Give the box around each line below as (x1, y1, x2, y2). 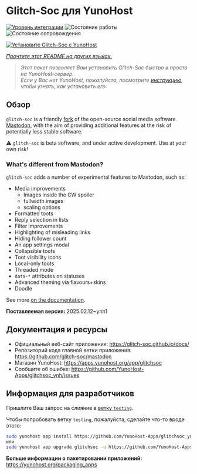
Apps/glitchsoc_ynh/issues (14, 372, 80, 379)
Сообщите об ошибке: (14, 365, 70, 372)
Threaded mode (14, 266, 54, 273)
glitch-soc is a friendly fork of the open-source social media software (6, 115, 176, 122)
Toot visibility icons (14, 254, 62, 261)
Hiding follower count (14, 235, 67, 242)
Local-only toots (14, 260, 55, 267)
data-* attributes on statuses (14, 272, 85, 280)
